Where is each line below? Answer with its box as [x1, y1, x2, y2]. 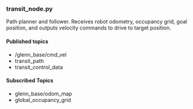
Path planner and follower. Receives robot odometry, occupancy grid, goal [6, 18, 188, 25]
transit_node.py [6, 5, 53, 13]
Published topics [6, 38, 49, 45]
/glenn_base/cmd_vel [14, 51, 67, 58]
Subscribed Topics [6, 77, 54, 84]
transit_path [14, 57, 44, 64]
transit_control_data [14, 64, 63, 71]
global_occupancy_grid [14, 96, 71, 103]
